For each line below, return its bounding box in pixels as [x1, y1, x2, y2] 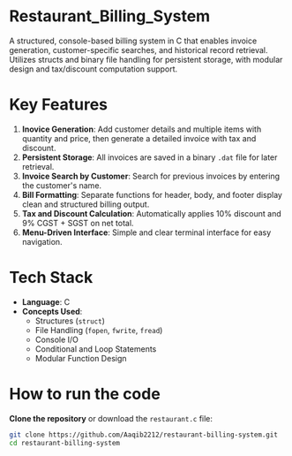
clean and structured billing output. [21, 199, 150, 209]
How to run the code [9, 384, 161, 404]
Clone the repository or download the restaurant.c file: [9, 413, 213, 423]
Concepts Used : [21, 306, 83, 316]
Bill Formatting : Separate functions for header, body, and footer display [21, 189, 282, 200]
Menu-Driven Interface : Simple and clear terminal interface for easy [21, 227, 272, 238]
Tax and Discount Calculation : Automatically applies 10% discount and [21, 208, 281, 218]
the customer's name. [21, 179, 102, 191]
